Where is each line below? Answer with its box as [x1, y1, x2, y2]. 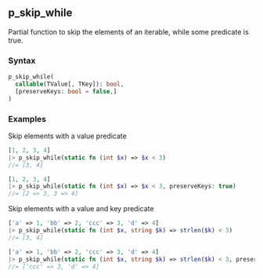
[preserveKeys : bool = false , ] [15, 87, 117, 95]
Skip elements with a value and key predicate [8, 204, 154, 214]
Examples [8, 113, 47, 124]
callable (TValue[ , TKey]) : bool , [15, 80, 124, 88]
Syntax [8, 55, 36, 66]
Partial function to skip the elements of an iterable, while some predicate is [8, 27, 249, 36]
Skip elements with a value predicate [8, 131, 127, 141]
